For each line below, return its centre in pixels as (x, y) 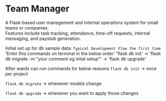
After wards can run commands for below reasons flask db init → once (81, 68)
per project (17, 73)
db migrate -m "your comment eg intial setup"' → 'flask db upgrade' (76, 58)
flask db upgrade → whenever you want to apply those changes (72, 93)
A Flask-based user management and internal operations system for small (82, 22)
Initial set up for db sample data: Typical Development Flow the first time (83, 48)
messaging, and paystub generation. (43, 38)
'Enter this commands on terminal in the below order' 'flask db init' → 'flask (83, 53)
